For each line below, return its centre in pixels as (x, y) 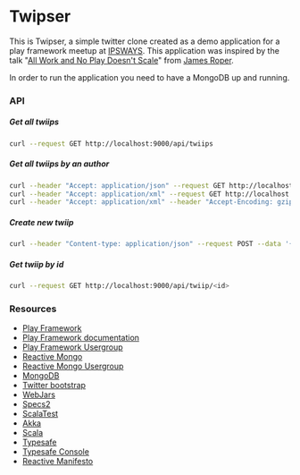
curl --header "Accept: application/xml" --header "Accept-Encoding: (142, 202)
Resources (33, 309)
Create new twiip (42, 222)
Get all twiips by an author (59, 164)
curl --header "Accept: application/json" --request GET (117, 185)
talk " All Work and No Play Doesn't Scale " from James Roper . (121, 60)
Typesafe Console (55, 452)
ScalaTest (40, 414)
